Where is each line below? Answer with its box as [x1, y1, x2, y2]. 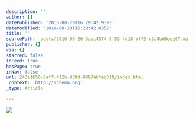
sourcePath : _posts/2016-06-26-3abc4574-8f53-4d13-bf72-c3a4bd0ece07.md [6, 36, 189, 42]
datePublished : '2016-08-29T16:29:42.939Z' [6, 19, 115, 25]
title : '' [6, 31, 31, 37]
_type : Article [6, 85, 44, 91]
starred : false [6, 52, 44, 58]
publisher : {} [6, 42, 41, 48]
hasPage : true [6, 63, 41, 70]
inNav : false [6, 69, 38, 75]
